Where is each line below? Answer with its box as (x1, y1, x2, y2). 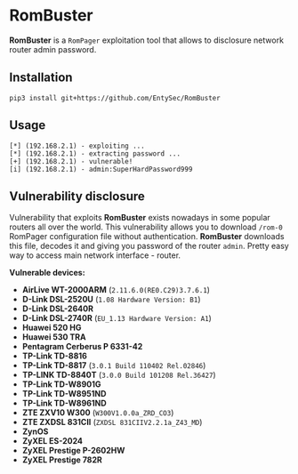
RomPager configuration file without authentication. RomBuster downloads (9, 231, 285, 242)
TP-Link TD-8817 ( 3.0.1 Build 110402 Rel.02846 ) (21, 360, 206, 371)
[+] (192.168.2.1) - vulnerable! (9, 157, 133, 165)
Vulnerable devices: (9, 268, 86, 278)
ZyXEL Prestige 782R (21, 454, 102, 465)
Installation (9, 70, 73, 85)
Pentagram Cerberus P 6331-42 (21, 341, 143, 352)
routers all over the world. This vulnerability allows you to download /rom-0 (9, 221, 283, 232)
